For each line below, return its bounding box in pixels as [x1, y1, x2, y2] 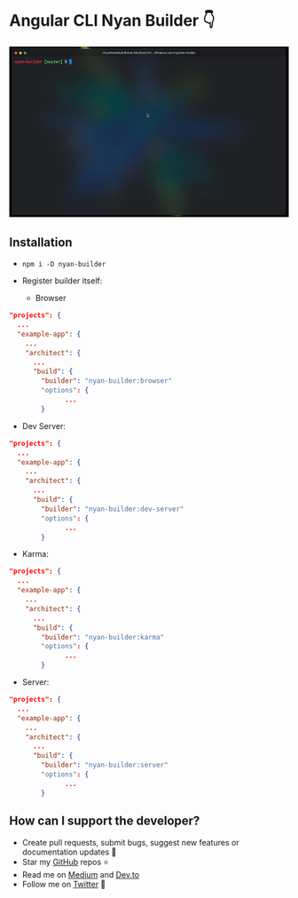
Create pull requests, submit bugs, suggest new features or [21, 837, 239, 847]
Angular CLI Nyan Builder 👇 [9, 11, 216, 31]
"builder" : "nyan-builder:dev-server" [41, 505, 184, 513]
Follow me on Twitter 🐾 [21, 878, 106, 889]
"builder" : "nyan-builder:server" [41, 760, 169, 770]
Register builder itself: [21, 275, 103, 286]
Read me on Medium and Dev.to [21, 869, 140, 879]
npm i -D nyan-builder [21, 260, 106, 269]
